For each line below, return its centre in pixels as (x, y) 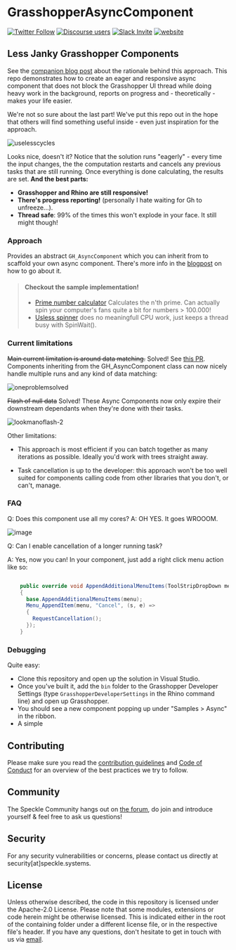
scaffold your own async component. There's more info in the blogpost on (115, 264)
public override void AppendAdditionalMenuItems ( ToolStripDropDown (120, 586)
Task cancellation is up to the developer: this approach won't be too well (122, 470)
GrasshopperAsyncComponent (100, 12)
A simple (30, 724)
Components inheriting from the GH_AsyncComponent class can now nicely (117, 366)
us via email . (25, 939)
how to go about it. (34, 271)
